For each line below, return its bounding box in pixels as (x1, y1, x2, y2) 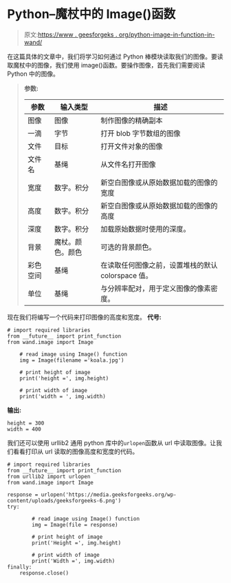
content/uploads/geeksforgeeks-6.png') (7, 497, 122, 504)
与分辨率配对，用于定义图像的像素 (100, 283, 211, 293)
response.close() (19, 569, 69, 576)
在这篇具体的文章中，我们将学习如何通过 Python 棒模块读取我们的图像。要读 (7, 52, 223, 61)
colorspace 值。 (100, 270, 153, 280)
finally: (7, 563, 32, 571)
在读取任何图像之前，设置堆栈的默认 (100, 260, 218, 269)
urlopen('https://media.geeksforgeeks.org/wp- (41, 491, 177, 498)
